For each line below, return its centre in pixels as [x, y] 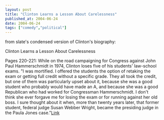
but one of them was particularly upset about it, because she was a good [79, 82]
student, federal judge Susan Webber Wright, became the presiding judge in [82, 108]
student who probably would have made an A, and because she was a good [82, 87]
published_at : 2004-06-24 [31, 19]
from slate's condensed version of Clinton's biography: [60, 42]
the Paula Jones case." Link [32, 113]
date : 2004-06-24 [23, 23]
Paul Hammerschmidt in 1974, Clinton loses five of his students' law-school [81, 66]
